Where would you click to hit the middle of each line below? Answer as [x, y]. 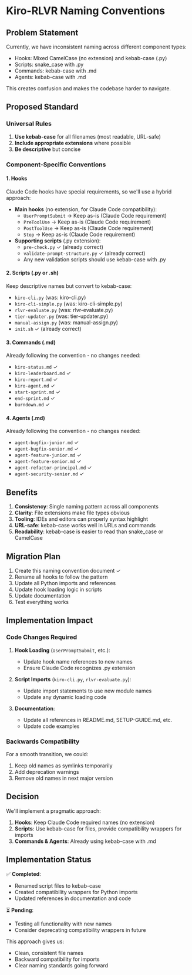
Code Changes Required [42, 637]
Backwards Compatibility [43, 741]
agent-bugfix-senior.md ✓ [47, 449]
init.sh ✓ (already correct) [48, 329]
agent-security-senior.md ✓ [49, 474]
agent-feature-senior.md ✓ [48, 461]
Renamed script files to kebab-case [58, 885]
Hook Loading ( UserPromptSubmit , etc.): [62, 650]
